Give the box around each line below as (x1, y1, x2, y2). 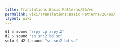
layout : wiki (5, 16, 32, 21)
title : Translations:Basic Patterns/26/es (5, 7, 93, 12)
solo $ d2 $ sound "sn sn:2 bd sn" (5, 38, 78, 44)
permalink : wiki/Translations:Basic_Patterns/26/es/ (5, 12, 116, 16)
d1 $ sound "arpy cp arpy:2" (5, 30, 65, 34)
